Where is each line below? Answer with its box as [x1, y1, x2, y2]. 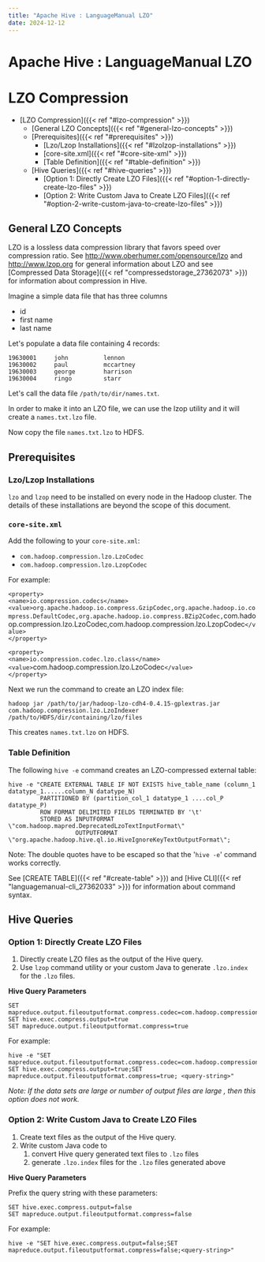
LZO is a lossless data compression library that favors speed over [8, 242, 221, 253]
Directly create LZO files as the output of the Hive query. [19, 954, 203, 964]
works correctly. [8, 858, 62, 867]
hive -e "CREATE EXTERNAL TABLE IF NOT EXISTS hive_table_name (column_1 [8, 781, 256, 788]
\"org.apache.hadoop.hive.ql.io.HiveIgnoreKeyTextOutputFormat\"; [8, 836, 231, 844]
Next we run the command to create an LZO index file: [8, 684, 184, 695]
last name [19, 324, 52, 333]
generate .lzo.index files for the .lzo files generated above [31, 1157, 226, 1167]
